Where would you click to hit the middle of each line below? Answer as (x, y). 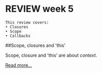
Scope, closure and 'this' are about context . (51, 55)
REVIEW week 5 (40, 9)
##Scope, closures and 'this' (35, 45)
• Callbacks (18, 36)
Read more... (19, 65)
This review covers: (27, 22)
